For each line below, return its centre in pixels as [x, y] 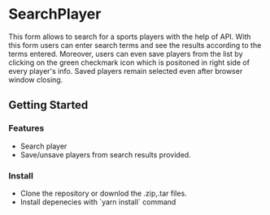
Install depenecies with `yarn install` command [98, 202]
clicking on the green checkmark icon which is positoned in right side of [129, 62]
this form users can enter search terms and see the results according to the [135, 45]
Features [26, 128]
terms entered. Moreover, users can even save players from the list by [126, 54]
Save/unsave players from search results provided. [105, 154]
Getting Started [48, 105]
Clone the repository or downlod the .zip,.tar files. [103, 193]
